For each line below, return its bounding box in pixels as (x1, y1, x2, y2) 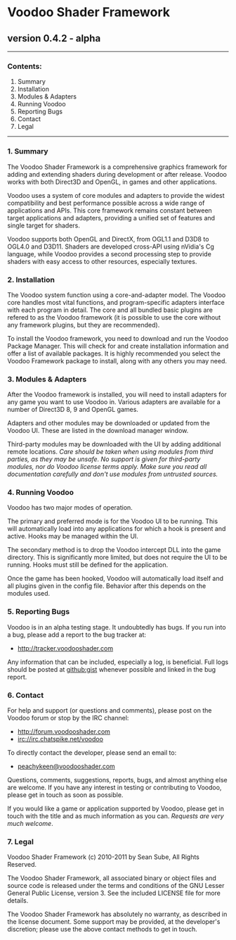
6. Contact (7, 690, 44, 700)
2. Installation (7, 275, 55, 284)
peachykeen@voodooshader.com (17, 762, 116, 771)
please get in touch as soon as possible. (7, 791, 124, 799)
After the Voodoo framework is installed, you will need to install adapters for (7, 390, 227, 399)
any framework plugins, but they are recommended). (7, 320, 160, 329)
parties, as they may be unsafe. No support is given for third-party (7, 455, 201, 463)
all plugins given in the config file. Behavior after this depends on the (7, 582, 206, 590)
